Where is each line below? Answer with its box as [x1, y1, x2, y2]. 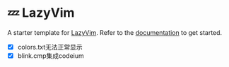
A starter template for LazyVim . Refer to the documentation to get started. [7, 28, 223, 36]
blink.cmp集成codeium [17, 52, 85, 60]
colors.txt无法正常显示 [17, 43, 83, 51]
